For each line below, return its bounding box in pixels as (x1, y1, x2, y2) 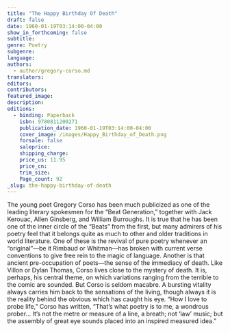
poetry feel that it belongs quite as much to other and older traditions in (7, 230, 209, 238)
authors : (7, 61, 32, 68)
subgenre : (7, 49, 36, 55)
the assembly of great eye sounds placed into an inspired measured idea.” (7, 317, 217, 325)
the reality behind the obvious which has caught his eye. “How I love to (7, 295, 207, 303)
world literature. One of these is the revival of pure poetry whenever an (7, 237, 207, 245)
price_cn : (19, 162, 48, 170)
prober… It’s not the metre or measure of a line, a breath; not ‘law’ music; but (7, 309, 223, 318)
